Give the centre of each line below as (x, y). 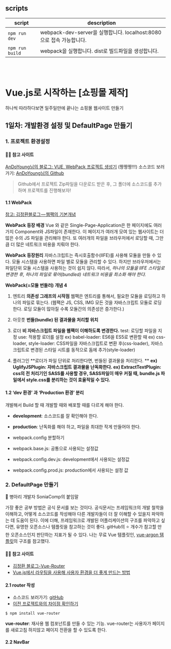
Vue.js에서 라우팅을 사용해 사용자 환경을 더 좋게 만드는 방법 (72, 572)
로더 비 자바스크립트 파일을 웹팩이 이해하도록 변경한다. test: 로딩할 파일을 (84, 331)
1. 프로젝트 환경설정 (28, 142)
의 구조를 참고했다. (32, 541)
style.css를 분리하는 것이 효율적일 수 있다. (68, 380)
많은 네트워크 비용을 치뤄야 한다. (48, 244)
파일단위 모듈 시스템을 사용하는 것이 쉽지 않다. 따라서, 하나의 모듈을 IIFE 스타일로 (85, 268)
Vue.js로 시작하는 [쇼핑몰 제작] (67, 93)
